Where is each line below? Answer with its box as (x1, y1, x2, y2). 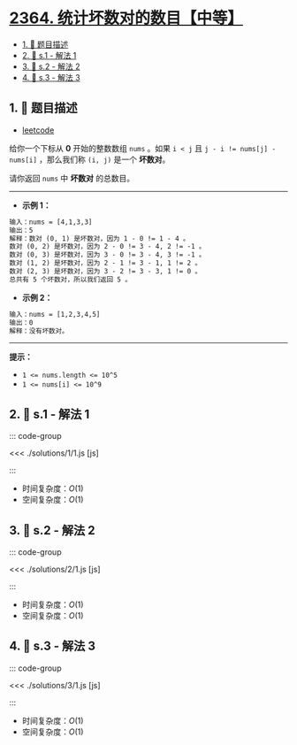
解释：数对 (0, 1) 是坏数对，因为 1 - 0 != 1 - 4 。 (9, 234, 190, 243)
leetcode (21, 125, 55, 135)
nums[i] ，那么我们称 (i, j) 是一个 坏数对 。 (9, 154, 171, 165)
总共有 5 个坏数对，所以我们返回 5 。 (9, 275, 133, 284)
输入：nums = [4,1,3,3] (9, 218, 93, 227)
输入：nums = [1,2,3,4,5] (9, 310, 101, 319)
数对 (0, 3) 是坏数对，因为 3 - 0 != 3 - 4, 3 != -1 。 (9, 250, 206, 259)
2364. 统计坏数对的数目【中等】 (9, 8, 244, 28)
